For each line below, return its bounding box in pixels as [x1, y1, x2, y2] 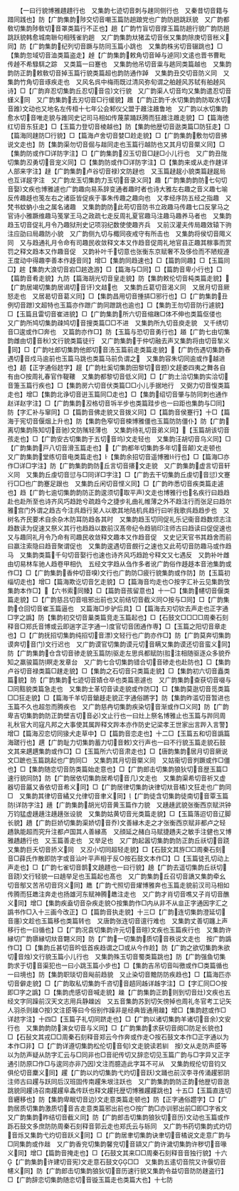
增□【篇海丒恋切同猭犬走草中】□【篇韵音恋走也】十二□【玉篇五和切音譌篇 [7, 729, 230, 738]
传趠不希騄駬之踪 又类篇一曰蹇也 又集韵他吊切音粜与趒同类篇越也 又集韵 [7, 60, 232, 68]
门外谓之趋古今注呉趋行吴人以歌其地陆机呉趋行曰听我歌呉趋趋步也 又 [23, 506, 230, 514]
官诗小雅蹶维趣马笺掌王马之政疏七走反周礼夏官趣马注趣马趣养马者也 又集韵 [7, 211, 232, 220]
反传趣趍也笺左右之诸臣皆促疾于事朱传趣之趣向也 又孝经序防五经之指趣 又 [7, 194, 232, 202]
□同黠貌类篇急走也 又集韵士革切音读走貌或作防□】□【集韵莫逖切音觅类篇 [7, 685, 230, 693]
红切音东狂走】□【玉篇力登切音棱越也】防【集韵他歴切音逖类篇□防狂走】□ [7, 122, 230, 131]
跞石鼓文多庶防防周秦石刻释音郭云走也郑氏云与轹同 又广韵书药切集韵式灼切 [7, 1122, 232, 1130]
